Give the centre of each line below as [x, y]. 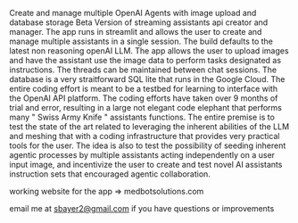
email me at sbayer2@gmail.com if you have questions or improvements [142, 208]
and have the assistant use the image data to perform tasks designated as [145, 60]
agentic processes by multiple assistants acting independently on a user [142, 155]
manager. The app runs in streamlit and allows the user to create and [136, 32]
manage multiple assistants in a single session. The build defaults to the [141, 41]
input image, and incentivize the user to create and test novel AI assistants [146, 165]
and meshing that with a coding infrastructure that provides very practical [145, 136]
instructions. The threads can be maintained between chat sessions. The [143, 70]
